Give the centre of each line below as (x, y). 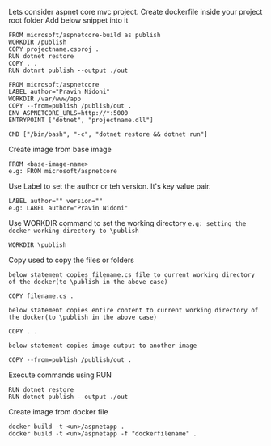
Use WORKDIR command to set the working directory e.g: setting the (127, 223)
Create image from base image (60, 149)
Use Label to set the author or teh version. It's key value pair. (110, 186)
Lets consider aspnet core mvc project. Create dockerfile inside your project (135, 12)
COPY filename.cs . (41, 296)
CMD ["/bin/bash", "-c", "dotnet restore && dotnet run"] (108, 134)
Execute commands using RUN (60, 375)
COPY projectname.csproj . (54, 49)
